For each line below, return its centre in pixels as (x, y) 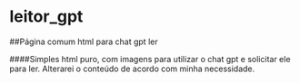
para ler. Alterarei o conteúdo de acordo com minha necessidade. (132, 69)
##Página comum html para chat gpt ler (84, 41)
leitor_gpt (46, 17)
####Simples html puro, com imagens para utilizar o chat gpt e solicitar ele (150, 59)
